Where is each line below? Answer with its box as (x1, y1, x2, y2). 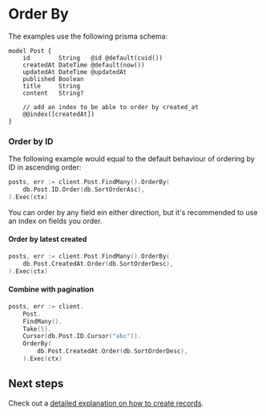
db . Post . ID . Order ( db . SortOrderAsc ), (22, 186, 146, 194)
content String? (22, 89, 84, 97)
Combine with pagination (8, 284, 95, 294)
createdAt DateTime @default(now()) (22, 61, 146, 69)
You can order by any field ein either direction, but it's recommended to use (8, 207, 258, 217)
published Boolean (22, 75, 84, 83)
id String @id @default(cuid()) (22, 54, 163, 62)
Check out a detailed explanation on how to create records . (8, 398, 204, 408)
